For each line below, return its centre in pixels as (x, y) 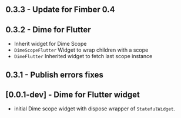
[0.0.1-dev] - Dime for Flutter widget (73, 94)
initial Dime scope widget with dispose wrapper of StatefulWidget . (95, 109)
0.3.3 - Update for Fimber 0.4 (60, 10)
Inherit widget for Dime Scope (50, 44)
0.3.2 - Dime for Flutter (48, 30)
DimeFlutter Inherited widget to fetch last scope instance (83, 56)
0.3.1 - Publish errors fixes (54, 75)
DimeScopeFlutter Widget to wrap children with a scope (81, 50)
